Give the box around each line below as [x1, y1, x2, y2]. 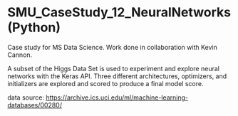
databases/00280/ [7, 100, 63, 109]
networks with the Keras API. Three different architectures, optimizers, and [7, 72, 227, 80]
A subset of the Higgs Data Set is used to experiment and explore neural [7, 64, 219, 73]
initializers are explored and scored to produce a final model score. [7, 79, 204, 88]
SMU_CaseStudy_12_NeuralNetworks [7, 4, 232, 21]
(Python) [7, 19, 61, 36]
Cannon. [7, 51, 33, 59]
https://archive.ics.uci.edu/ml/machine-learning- [46, 93, 189, 102]
